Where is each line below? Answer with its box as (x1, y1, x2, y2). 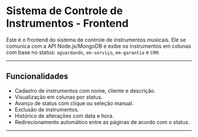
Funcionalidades (6, 71, 69, 81)
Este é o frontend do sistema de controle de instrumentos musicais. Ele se (6, 36, 186, 43)
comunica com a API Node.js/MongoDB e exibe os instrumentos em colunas (6, 43, 192, 50)
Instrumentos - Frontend (6, 17, 128, 30)
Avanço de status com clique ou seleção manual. (14, 99, 134, 107)
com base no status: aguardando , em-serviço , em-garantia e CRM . (6, 48, 160, 56)
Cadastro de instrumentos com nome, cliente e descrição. (14, 87, 156, 94)
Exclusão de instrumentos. (14, 106, 80, 113)
